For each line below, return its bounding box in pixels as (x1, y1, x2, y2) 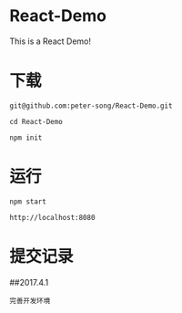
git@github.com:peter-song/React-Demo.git (9, 101, 173, 110)
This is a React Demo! (9, 36, 91, 47)
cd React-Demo (9, 117, 64, 126)
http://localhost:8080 (9, 213, 96, 222)
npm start (9, 197, 47, 206)
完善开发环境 (9, 296, 51, 306)
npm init (9, 133, 43, 142)
